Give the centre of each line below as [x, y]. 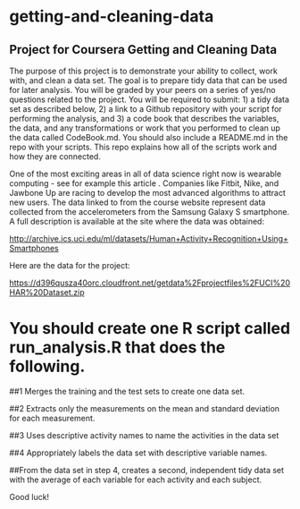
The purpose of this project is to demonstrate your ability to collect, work [144, 71]
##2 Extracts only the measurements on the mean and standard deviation [144, 408]
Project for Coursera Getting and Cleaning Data [143, 50]
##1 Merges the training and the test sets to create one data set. [127, 391]
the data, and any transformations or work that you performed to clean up [145, 128]
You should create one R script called [150, 329]
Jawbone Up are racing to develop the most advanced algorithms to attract [147, 193]
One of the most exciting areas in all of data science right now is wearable [146, 174]
